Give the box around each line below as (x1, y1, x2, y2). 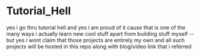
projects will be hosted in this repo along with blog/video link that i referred (6, 43, 192, 50)
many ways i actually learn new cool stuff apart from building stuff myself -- (6, 30, 195, 37)
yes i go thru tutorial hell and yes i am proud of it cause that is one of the (6, 24, 186, 31)
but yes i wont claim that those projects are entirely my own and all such (6, 36, 185, 43)
